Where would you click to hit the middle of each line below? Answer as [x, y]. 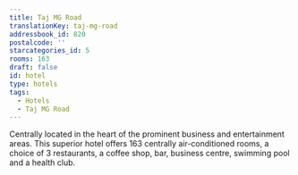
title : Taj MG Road [46, 17]
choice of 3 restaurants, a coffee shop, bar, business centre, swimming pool [149, 154]
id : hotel [28, 76]
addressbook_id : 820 [48, 34]
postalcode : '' [38, 42]
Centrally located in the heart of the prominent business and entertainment [147, 134]
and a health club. [43, 162]
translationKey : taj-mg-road [64, 26]
